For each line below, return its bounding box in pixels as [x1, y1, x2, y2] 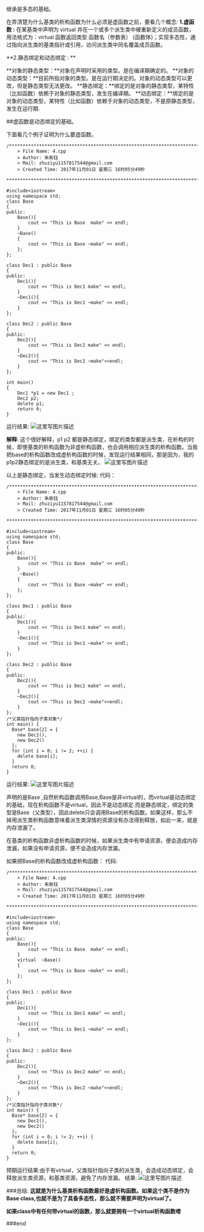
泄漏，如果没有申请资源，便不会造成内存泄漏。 [6, 844, 123, 852]
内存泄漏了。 [6, 824, 38, 831]
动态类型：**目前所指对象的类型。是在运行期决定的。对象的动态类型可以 [6, 75, 188, 82]
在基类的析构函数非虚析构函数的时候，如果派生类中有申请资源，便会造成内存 [6, 837, 198, 844]
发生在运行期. [6, 105, 41, 112]
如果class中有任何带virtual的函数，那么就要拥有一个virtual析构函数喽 [6, 1208, 181, 1215]
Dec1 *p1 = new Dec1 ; [17, 390, 75, 396]
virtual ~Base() [17, 957, 61, 963]
